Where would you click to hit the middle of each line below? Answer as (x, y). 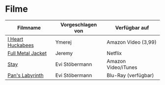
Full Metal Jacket (27, 53)
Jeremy (64, 53)
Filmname (29, 28)
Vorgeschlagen (79, 25)
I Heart (15, 39)
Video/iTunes (122, 67)
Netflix (114, 53)
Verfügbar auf (132, 28)
